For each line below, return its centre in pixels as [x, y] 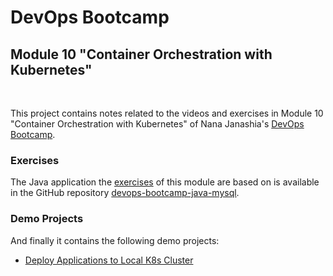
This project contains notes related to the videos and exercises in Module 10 [167, 113]
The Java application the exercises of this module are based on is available [165, 182]
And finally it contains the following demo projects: [115, 240]
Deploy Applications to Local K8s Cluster [109, 260]
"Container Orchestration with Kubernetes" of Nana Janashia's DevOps [157, 124]
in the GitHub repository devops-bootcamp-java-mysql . [125, 193]
